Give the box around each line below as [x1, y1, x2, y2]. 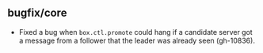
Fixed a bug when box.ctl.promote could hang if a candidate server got [18, 27, 253, 36]
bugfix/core [7, 6, 67, 20]
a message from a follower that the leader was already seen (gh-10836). [18, 36, 255, 45]
